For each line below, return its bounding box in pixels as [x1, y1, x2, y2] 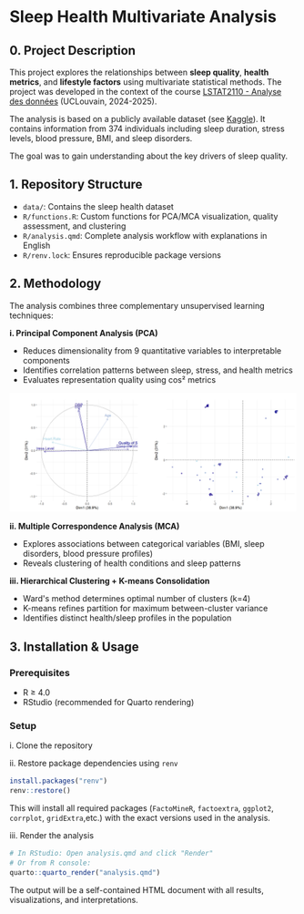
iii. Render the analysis [9, 830, 94, 841]
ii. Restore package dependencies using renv [9, 758, 179, 769]
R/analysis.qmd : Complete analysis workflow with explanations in [22, 230, 268, 241]
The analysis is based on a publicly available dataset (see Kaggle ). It [9, 114, 266, 124]
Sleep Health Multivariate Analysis [9, 6, 278, 27]
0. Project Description [9, 43, 137, 58]
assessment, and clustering [22, 221, 127, 231]
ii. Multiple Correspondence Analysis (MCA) [9, 521, 180, 532]
